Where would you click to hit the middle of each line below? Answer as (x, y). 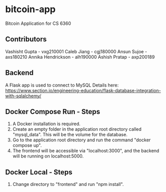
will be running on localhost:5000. (48, 156)
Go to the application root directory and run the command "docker (81, 140)
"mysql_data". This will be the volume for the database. (70, 135)
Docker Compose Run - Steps (53, 112)
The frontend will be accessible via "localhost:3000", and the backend (86, 151)
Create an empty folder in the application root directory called (77, 129)
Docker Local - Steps (39, 172)
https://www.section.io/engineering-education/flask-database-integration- (83, 90)
